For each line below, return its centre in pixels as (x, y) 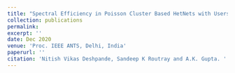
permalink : (23, 26)
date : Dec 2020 (29, 40)
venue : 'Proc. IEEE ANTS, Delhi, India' (67, 46)
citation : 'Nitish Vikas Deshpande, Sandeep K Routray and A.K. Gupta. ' (117, 59)
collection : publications (45, 20)
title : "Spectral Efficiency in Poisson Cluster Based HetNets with (109, 14)
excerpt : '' (24, 33)
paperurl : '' (26, 53)
